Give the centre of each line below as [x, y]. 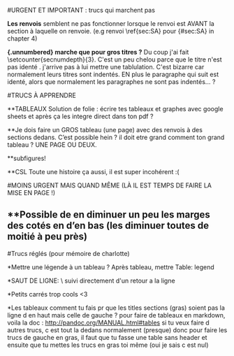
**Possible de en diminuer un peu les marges [109, 215]
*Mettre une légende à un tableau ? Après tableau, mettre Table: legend [111, 267]
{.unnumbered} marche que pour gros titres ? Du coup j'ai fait [98, 52]
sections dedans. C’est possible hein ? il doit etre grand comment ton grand [116, 137]
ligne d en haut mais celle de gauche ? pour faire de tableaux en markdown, [116, 315]
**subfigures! [27, 158]
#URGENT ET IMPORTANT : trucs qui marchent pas [81, 10]
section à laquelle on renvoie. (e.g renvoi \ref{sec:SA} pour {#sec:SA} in [111, 31]
